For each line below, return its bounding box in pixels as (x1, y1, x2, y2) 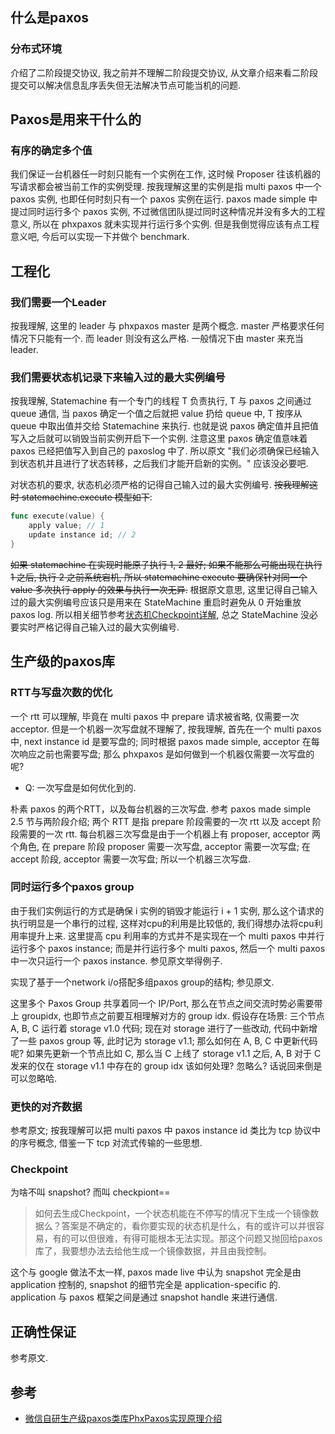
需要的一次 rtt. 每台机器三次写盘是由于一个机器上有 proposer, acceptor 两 (18, 828, 322, 840)
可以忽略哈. (10, 1072, 58, 1084)
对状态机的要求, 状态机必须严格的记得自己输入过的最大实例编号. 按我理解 (10, 479, 310, 491)
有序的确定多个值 (10, 144, 93, 157)
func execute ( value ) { (10, 511, 105, 522)
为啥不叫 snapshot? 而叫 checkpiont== (10, 1186, 171, 1198)
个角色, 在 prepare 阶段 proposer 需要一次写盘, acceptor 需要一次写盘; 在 (10, 840, 311, 852)
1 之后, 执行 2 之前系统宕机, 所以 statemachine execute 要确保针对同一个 (10, 571, 308, 583)
